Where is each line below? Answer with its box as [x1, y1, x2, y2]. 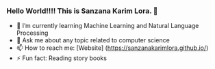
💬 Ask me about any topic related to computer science [16, 36, 170, 44]
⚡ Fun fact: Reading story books [16, 54, 107, 62]
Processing [16, 29, 49, 37]
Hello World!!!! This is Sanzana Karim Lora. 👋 [6, 6, 158, 16]
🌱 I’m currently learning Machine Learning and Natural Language [16, 22, 199, 30]
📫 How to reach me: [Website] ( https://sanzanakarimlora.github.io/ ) [16, 44, 209, 52]
